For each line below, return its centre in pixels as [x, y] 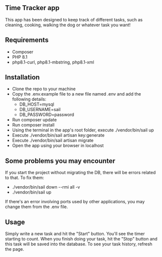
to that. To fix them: [25, 178]
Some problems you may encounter [60, 161]
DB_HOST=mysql [37, 104]
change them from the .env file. [36, 207]
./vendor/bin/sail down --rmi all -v [46, 187]
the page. [15, 249]
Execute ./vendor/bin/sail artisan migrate [53, 141]
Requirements [27, 40]
